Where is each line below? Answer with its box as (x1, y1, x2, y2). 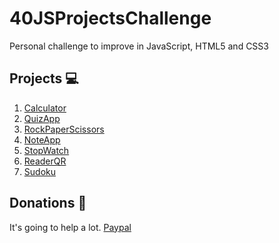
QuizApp (23, 112, 61, 124)
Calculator (23, 102, 67, 114)
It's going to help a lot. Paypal (9, 221, 132, 233)
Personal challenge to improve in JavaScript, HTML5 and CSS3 (9, 40, 269, 52)
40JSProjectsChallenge (9, 7, 212, 30)
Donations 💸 (9, 195, 87, 212)
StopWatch (23, 144, 70, 156)
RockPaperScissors (23, 123, 105, 135)
